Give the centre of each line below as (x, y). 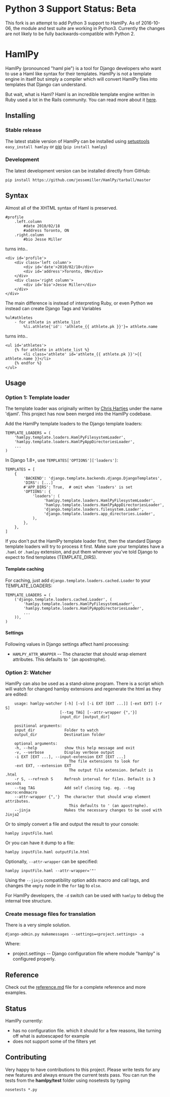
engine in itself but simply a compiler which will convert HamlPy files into (81, 79)
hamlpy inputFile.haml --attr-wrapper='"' (51, 871)
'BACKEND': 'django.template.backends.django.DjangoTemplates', (93, 478)
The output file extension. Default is (111, 770)
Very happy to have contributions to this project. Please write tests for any (83, 1070)
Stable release (23, 130)
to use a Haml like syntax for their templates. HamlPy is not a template (78, 74)
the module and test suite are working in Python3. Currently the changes (89, 28)
